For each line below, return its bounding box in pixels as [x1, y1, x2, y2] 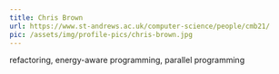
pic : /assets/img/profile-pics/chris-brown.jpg [9, 30, 194, 39]
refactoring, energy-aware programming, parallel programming [9, 55, 245, 66]
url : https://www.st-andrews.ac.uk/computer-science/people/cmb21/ [9, 22, 271, 31]
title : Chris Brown [9, 13, 84, 23]
